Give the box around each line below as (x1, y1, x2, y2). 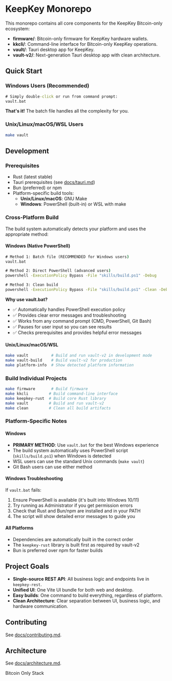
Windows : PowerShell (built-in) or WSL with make (20, 201, 126, 207)
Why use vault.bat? (5, 296, 48, 302)
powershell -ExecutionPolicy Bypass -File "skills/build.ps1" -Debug (5, 273, 157, 278)
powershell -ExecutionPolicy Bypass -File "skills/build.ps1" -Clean (5, 287, 157, 292)
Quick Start (5, 67, 42, 76)
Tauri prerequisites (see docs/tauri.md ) (12, 179, 96, 186)
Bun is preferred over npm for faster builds (12, 547, 103, 554)
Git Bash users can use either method (12, 464, 93, 470)
